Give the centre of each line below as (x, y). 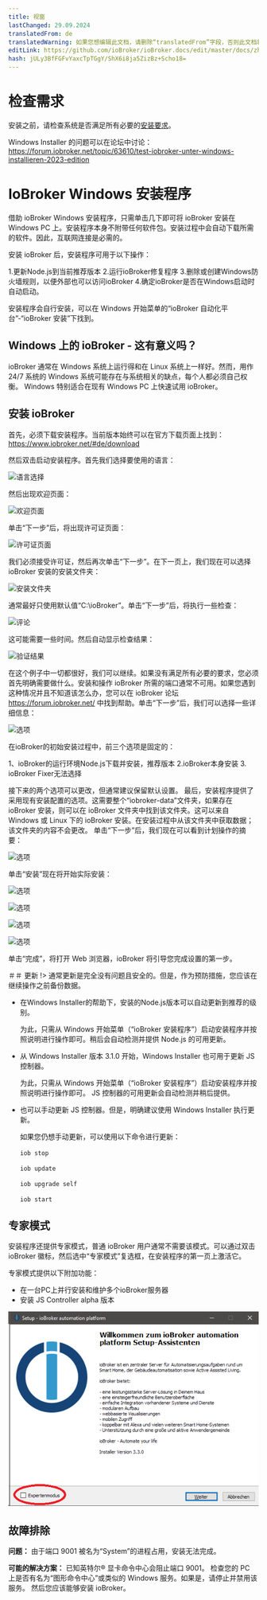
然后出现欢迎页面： (40, 494)
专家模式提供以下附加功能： (54, 1273)
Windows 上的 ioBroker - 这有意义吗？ (103, 346)
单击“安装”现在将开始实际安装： (60, 874)
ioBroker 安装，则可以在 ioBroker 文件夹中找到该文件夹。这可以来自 (119, 810)
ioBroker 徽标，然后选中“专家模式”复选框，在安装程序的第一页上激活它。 (127, 1256)
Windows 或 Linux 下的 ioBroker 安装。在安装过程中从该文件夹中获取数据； (131, 820)
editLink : (25, 51)
